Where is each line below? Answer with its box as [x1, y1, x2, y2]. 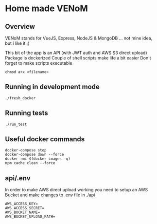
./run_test [5, 122, 27, 127]
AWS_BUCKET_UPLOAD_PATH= [5, 214, 55, 219]
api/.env [5, 174, 31, 182]
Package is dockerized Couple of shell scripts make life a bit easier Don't [5, 55, 152, 61]
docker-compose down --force [5, 152, 64, 157]
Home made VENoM [5, 3, 88, 14]
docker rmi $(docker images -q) [5, 156, 70, 161]
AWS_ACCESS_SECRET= [5, 205, 45, 211]
